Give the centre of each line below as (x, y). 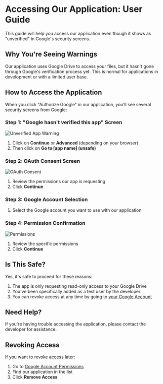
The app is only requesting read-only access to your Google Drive (80, 286)
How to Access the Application (54, 93)
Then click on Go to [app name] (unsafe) (54, 148)
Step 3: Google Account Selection (46, 199)
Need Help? (23, 312)
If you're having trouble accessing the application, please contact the (76, 324)
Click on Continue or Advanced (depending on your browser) (75, 143)
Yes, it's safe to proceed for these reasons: (49, 276)
